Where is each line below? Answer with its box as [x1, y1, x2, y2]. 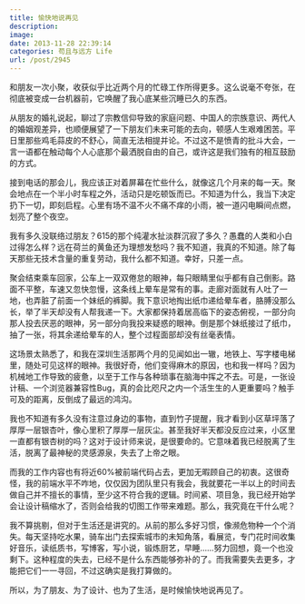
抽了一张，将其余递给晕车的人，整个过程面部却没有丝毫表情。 [9, 329, 241, 340]
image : [9, 30, 34, 39]
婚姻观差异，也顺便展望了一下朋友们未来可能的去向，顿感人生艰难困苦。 [16, 124, 288, 134]
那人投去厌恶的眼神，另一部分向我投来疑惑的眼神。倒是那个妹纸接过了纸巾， [9, 318, 296, 328]
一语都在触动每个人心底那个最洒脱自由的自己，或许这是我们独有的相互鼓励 [16, 146, 296, 157]
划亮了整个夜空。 [9, 211, 74, 222]
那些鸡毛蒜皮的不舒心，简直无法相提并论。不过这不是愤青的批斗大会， [25, 135, 288, 145]
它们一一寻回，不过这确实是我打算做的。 [25, 565, 177, 576]
